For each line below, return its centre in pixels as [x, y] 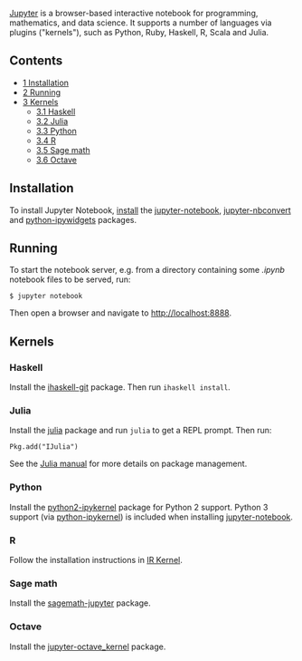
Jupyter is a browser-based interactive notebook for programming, [134, 13]
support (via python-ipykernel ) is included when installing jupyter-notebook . [151, 517]
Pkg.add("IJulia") [44, 447]
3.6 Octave [56, 160]
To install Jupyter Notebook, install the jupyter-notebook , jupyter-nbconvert [150, 210]
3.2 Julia [52, 121]
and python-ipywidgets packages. [73, 219]
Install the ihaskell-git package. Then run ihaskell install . [120, 387]
